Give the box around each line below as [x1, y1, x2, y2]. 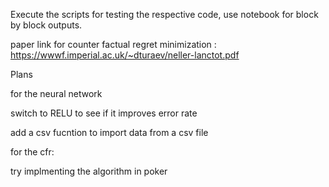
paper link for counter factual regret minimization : [10, 39, 217, 50]
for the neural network [10, 88, 103, 99]
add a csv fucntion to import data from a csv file [10, 127, 209, 138]
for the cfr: [10, 146, 55, 158]
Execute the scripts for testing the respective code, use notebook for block [10, 9, 319, 20]
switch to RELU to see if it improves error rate [10, 107, 198, 119]
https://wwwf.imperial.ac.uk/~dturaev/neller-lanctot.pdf [10, 49, 240, 61]
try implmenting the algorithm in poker [10, 165, 168, 177]
